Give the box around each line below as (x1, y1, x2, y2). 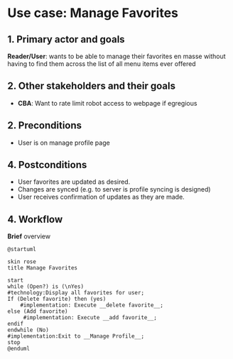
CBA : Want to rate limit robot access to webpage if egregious (17, 99, 197, 107)
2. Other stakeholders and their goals (7, 80, 176, 92)
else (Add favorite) (7, 308, 69, 315)
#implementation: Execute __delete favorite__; (20, 302, 163, 309)
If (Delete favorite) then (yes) (7, 296, 107, 303)
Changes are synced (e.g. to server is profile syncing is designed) (17, 185, 211, 194)
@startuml (7, 246, 37, 253)
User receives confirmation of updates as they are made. (17, 193, 185, 201)
